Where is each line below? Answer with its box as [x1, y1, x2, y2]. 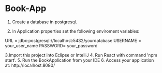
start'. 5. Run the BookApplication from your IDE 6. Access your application [5, 57, 154, 63]
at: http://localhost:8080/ [5, 62, 55, 68]
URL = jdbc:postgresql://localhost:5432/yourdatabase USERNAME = [5, 37, 142, 44]
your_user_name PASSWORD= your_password [5, 43, 98, 48]
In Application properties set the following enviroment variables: [12, 28, 140, 34]
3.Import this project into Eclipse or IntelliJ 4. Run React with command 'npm [5, 52, 158, 58]
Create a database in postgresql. [12, 19, 77, 25]
